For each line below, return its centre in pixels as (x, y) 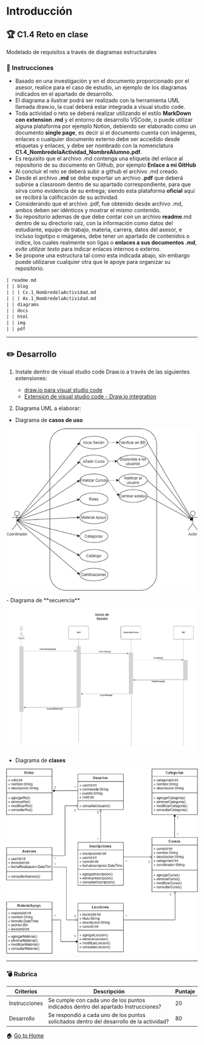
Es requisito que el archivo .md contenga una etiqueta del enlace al (99, 159)
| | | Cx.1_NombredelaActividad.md (51, 293)
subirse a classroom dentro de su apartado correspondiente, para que (103, 184)
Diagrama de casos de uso (49, 420)
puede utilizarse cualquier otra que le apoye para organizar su (93, 262)
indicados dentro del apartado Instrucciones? (105, 1006)
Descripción (109, 991)
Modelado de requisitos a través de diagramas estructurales (81, 52)
